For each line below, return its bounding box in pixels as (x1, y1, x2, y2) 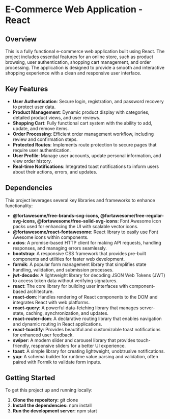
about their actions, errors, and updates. (12, 168, 98, 175)
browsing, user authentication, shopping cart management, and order (5, 59, 151, 65)
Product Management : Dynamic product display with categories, (12, 109, 150, 115)
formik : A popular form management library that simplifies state (12, 261, 147, 267)
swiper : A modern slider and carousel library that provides (12, 337, 136, 343)
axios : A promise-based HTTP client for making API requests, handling (12, 239, 161, 245)
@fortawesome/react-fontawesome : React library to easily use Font (12, 229, 159, 235)
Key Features (5, 85, 48, 93)
